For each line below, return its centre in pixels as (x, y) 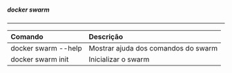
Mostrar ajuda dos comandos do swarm (153, 48)
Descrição (106, 36)
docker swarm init (40, 59)
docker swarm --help (46, 48)
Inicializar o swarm (119, 59)
